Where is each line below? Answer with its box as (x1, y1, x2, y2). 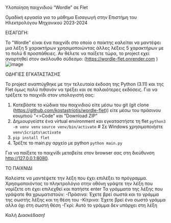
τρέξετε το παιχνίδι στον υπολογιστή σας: (5, 92, 95, 98)
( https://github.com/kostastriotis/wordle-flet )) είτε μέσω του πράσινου (12, 107, 161, 113)
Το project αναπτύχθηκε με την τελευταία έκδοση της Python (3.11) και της (5, 81, 164, 87)
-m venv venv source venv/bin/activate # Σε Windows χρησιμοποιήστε (12, 124, 163, 129)
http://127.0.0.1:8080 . (5, 155, 50, 161)
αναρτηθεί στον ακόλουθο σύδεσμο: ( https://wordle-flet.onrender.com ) (5, 56, 158, 62)
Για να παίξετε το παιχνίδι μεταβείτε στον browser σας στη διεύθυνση (5, 150, 155, 155)
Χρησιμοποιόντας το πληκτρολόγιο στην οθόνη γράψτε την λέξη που (5, 181, 153, 186)
